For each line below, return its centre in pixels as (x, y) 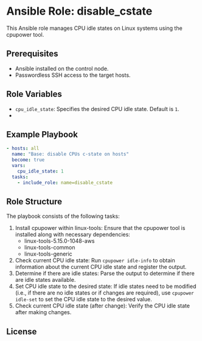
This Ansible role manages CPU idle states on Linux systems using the (94, 28)
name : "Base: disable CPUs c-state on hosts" (71, 154)
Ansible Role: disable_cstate (79, 11)
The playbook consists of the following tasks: (63, 216)
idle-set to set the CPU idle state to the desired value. (83, 300)
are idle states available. (45, 280)
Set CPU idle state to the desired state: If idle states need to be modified (106, 286)
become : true (28, 160)
